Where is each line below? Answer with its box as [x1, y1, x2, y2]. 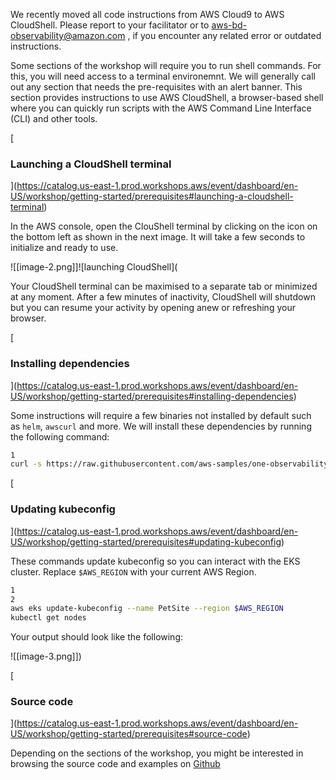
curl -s [10, 459, 43, 469]
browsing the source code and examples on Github [10, 758, 221, 770]
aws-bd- [211, 19, 248, 31]
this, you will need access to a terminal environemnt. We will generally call [10, 70, 316, 82]
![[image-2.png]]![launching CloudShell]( [10, 261, 178, 273]
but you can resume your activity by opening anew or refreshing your [10, 302, 296, 314]
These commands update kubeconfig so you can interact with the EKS [10, 555, 301, 567]
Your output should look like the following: [10, 631, 184, 643]
